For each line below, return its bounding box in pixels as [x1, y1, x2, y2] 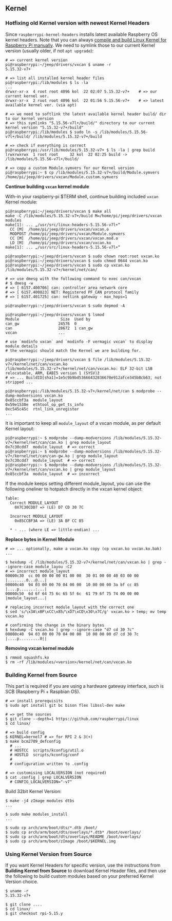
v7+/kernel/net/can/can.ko [5, 440, 63, 445]
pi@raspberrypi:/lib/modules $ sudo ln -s [5, 129, 98, 135]
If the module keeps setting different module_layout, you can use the [5, 480, 150, 486]
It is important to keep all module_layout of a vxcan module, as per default [5, 420, 161, 426]
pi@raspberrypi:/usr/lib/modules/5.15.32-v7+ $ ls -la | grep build [5, 147, 155, 153]
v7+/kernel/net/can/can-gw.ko [5, 453, 70, 459]
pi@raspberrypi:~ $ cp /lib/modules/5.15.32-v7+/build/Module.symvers [5, 170, 160, 175]
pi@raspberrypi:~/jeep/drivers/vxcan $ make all [5, 209, 111, 214]
